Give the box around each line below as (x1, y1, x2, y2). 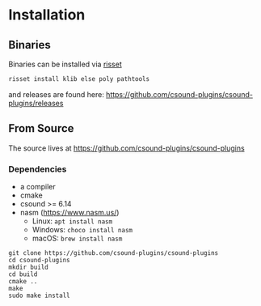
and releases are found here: (8, 89, 105, 99)
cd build (8, 270, 38, 278)
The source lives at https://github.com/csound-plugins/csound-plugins (8, 143, 245, 153)
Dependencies (8, 164, 67, 175)
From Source (8, 121, 74, 135)
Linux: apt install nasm (32, 216, 113, 226)
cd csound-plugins (8, 256, 70, 264)
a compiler (19, 181, 57, 191)
